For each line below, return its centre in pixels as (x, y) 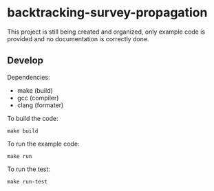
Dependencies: (29, 77)
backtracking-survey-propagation (107, 13)
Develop (25, 61)
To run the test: (29, 169)
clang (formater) (40, 105)
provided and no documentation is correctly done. (78, 38)
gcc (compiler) (38, 98)
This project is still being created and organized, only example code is (106, 32)
